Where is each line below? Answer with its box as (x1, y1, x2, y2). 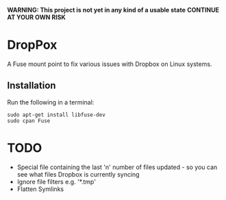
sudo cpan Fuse (7, 117, 51, 124)
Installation (7, 80, 56, 91)
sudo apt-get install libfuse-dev (7, 111, 106, 118)
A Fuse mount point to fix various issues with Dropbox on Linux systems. (7, 60, 212, 68)
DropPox (7, 37, 58, 53)
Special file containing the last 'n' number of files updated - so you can (16, 163, 218, 171)
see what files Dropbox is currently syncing (16, 170, 140, 178)
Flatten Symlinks (16, 185, 64, 193)
